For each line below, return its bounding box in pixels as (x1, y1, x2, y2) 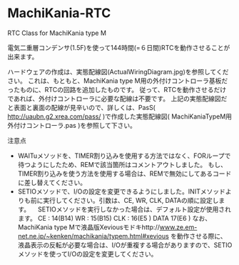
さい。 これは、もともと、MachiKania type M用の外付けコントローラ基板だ (7, 76, 228, 85)
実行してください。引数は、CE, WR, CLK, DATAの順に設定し (42, 196, 219, 204)
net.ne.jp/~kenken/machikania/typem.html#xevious (17, 231, 169, 240)
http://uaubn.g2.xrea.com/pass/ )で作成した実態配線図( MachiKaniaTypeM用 (7, 112, 233, 121)
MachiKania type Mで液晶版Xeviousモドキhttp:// (17, 223, 161, 231)
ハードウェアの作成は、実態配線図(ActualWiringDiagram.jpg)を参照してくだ (7, 67, 229, 76)
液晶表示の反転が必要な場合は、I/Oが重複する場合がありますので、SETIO (17, 241, 233, 249)
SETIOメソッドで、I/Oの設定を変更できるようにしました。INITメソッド (17, 187, 226, 196)
